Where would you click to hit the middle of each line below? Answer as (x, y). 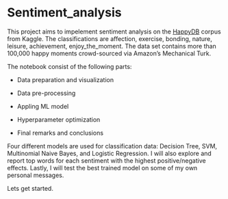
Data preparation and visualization (65, 79)
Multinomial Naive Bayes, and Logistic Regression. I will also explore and (110, 153)
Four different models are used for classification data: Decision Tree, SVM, (112, 146)
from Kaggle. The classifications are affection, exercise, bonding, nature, (110, 38)
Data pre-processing (46, 93)
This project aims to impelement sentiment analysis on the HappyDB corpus (114, 31)
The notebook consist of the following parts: (69, 66)
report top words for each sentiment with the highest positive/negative (107, 160)
